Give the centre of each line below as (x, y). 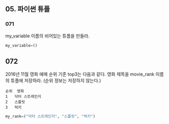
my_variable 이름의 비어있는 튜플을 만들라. (47, 36)
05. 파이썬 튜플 (28, 9)
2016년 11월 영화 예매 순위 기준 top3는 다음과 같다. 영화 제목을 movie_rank (80, 74)
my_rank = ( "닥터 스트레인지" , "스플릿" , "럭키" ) (50, 116)
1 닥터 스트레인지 (23, 97)
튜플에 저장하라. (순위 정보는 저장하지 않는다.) (56, 81)
